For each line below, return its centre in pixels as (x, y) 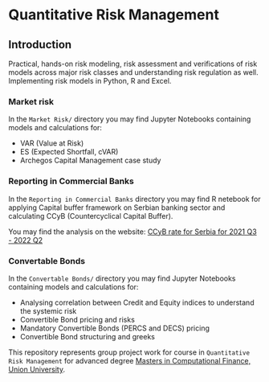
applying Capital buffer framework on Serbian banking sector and (117, 207)
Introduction (40, 45)
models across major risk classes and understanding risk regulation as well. (133, 72)
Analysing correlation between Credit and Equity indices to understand (137, 302)
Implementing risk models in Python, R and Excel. (90, 81)
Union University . (37, 369)
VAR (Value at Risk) (52, 143)
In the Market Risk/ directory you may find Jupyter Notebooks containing (130, 119)
